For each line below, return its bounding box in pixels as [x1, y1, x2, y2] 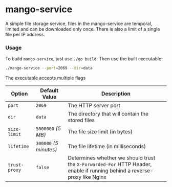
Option [11, 90, 28, 98]
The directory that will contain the [68, 110, 149, 118]
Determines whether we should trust [68, 154, 156, 161]
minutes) [35, 146, 57, 153]
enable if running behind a [68, 167, 131, 174]
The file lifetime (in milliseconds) [68, 143, 146, 150]
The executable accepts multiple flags [5, 75, 86, 81]
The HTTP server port [68, 102, 120, 109]
